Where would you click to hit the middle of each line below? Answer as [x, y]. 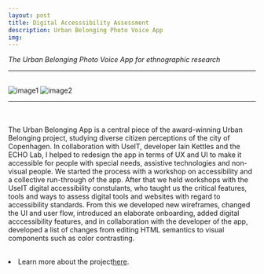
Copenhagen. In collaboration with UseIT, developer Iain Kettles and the [125, 147]
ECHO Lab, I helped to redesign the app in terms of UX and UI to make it [125, 155]
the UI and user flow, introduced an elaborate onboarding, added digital [124, 214]
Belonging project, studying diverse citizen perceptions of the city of [119, 138]
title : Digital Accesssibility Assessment [79, 23]
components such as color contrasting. [71, 238]
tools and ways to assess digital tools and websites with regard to [114, 196]
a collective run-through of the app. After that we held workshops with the [128, 180]
